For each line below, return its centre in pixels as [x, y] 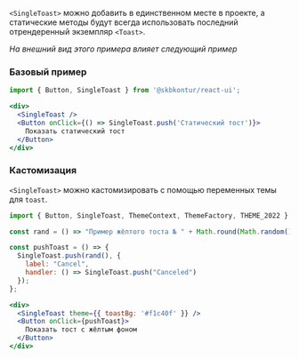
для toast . [28, 199]
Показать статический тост [75, 131]
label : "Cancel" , [57, 264]
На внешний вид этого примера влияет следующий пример [123, 49]
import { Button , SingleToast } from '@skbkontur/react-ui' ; [125, 91]
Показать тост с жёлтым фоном [81, 330]
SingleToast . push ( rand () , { [69, 256]
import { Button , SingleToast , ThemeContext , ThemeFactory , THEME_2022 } [149, 215]
